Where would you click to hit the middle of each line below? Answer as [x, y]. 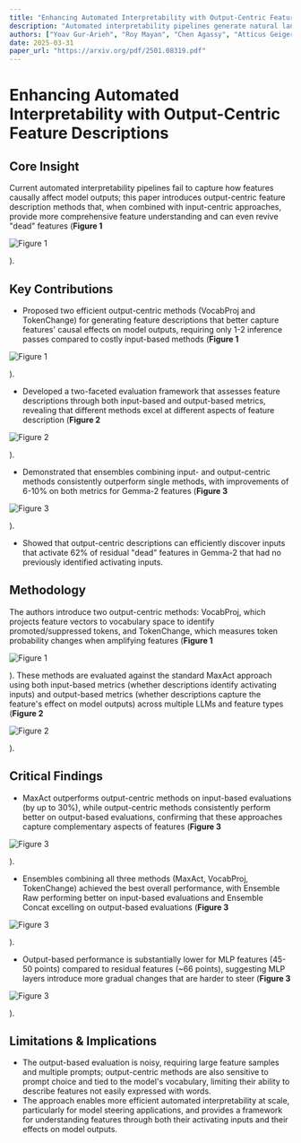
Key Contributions [61, 289]
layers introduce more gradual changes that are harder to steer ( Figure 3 [156, 978]
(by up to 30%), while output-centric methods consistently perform [146, 807]
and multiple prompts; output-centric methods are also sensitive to [145, 1072]
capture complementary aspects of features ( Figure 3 [121, 827]
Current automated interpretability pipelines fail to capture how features [142, 188]
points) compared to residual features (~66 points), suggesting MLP [160, 968]
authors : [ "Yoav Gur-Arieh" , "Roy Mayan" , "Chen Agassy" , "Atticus [138, 34]
